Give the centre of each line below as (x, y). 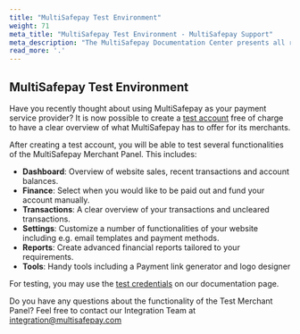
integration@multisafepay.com (66, 320)
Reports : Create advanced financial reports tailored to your (131, 247)
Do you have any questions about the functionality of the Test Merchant (141, 301)
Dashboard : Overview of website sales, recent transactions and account (156, 171)
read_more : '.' (37, 51)
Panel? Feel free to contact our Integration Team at (103, 310)
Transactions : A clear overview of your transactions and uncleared (146, 209)
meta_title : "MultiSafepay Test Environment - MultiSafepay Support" (142, 34)
